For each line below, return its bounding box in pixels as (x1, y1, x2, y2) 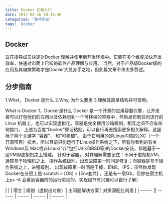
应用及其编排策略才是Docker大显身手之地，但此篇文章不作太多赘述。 (5, 66, 148, 73)
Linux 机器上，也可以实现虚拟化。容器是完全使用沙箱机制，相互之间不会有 (5, 120, 158, 126)
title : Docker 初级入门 (5, 7, 52, 13)
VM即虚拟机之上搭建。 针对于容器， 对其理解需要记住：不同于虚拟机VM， (9, 151, 162, 157)
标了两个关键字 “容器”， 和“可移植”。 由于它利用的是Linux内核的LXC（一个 (5, 133, 159, 139)
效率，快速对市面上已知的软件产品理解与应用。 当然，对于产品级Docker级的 (5, 60, 162, 66)
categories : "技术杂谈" (5, 17, 52, 22)
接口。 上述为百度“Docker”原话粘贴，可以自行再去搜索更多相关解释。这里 (9, 126, 161, 132)
